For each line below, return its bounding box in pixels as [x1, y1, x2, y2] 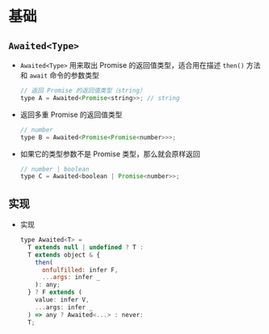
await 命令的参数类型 [29, 70, 99, 80]
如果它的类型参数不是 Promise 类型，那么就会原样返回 [19, 148, 200, 158]
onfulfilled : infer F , [41, 265, 119, 274]
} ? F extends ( [27, 288, 82, 297]
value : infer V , [35, 296, 90, 304]
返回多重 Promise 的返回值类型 [19, 110, 123, 119]
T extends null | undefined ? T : [27, 243, 144, 251]
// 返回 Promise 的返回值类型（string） [19, 86, 146, 94]
